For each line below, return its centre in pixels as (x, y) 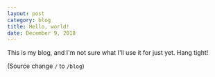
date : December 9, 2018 (42, 33)
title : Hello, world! (38, 26)
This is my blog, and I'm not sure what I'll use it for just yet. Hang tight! (108, 53)
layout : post (26, 14)
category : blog (29, 20)
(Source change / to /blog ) (46, 66)
